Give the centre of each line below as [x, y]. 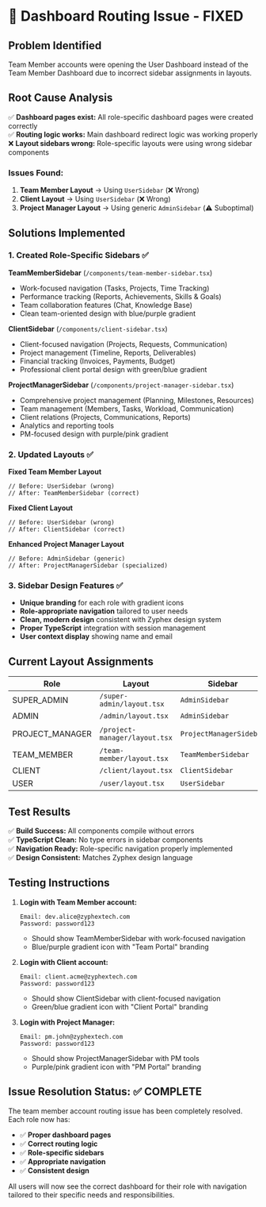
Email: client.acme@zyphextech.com [78, 976]
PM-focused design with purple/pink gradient [94, 434]
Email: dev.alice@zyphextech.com [75, 917]
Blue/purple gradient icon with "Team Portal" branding [120, 947]
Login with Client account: [64, 962]
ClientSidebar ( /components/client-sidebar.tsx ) [88, 329]
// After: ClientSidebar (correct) [67, 530]
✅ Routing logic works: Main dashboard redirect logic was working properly [133, 134]
